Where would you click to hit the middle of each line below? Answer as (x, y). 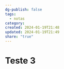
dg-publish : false (24, 9)
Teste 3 (20, 61)
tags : (10, 14)
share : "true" (19, 37)
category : (15, 23)
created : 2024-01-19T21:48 (32, 28)
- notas (17, 18)
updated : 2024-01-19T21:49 (32, 32)
